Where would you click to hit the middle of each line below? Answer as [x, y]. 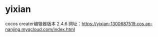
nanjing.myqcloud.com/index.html [40, 29]
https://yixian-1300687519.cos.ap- [117, 23]
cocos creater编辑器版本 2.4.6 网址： [43, 23]
